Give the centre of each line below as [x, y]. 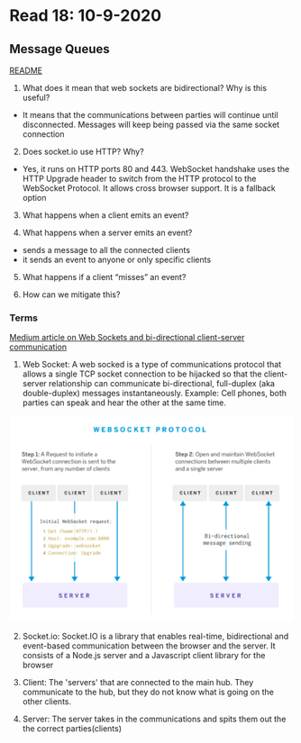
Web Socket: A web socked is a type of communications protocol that [152, 365]
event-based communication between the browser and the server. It [149, 646]
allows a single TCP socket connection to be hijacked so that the [142, 374]
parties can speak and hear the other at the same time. [124, 403]
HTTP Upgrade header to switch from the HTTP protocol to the [139, 178]
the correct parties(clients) [72, 729]
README [26, 70]
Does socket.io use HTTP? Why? [83, 151]
